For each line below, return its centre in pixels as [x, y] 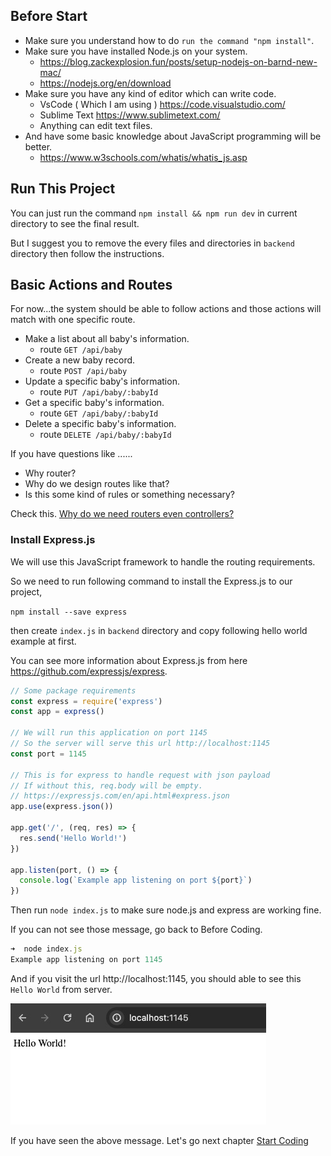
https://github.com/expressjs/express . [89, 671]
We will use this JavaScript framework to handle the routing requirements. [163, 561]
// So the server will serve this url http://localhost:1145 [140, 744]
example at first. [43, 641]
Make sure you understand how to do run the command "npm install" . [169, 40]
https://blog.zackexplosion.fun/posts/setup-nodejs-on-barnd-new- [178, 61]
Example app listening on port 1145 [86, 960]
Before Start [49, 16]
